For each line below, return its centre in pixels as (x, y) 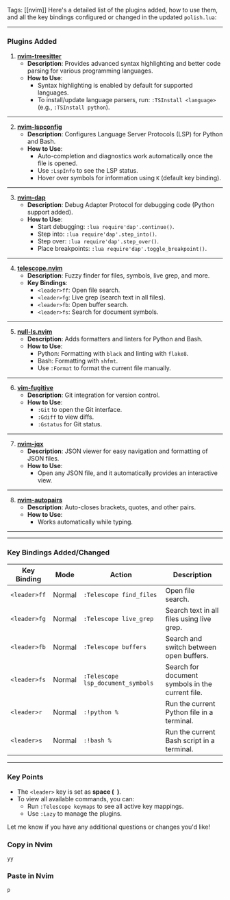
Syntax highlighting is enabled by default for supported (115, 86)
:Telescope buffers (115, 647)
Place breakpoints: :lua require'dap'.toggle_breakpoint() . (122, 249)
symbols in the (189, 683)
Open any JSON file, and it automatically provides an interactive (127, 473)
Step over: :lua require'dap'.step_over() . (98, 241)
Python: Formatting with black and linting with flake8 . (113, 354)
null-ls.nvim (35, 332)
